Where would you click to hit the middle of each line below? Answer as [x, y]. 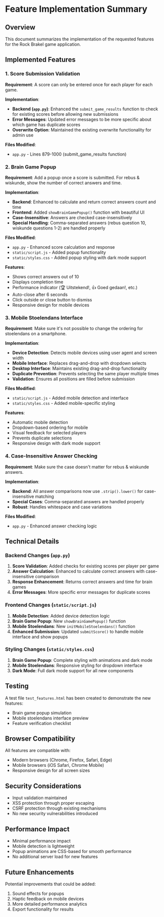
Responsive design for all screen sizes [51, 770]
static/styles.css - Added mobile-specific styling [64, 403]
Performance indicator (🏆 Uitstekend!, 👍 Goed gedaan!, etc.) [75, 287]
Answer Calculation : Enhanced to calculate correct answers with [78, 571]
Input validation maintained [40, 798]
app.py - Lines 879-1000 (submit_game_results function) [69, 154]
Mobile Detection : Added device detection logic [61, 616]
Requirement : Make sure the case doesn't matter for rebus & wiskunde [77, 467]
